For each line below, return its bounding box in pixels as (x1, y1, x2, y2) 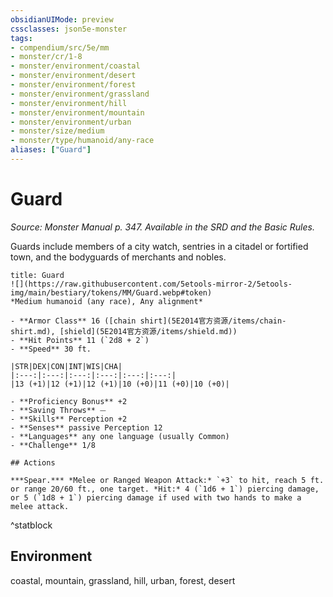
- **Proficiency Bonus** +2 (10, 396, 128, 406)
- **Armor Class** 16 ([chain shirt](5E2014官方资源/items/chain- (10, 316, 287, 326)
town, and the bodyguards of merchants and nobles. (10, 251, 227, 263)
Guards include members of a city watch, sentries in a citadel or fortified (10, 240, 309, 252)
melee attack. (10, 501, 70, 511)
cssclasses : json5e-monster (10, 24, 128, 34)
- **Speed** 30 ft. (10, 344, 92, 354)
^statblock (10, 519, 53, 531)
